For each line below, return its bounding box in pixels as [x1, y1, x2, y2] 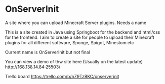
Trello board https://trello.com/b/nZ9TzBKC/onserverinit [5, 73, 120, 79]
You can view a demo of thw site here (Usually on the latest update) [5, 58, 143, 64]
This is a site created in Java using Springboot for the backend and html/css [5, 29, 161, 35]
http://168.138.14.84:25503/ [5, 64, 61, 70]
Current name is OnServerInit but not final [5, 49, 90, 55]
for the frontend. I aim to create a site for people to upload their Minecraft [5, 34, 155, 40]
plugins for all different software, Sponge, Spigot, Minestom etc [5, 39, 134, 45]
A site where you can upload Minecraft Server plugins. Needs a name [5, 20, 147, 26]
